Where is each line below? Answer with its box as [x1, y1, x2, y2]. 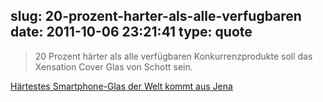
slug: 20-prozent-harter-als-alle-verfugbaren [10, 8, 302, 25]
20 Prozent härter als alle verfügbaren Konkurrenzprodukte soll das [34, 50, 313, 62]
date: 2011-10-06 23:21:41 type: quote [10, 24, 253, 41]
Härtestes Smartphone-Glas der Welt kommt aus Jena [10, 80, 233, 92]
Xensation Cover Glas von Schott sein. [34, 60, 193, 73]
